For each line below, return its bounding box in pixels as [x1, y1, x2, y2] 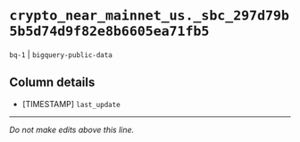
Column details [9, 75, 96, 90]
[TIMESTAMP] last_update [21, 98, 121, 109]
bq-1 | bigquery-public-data [9, 48, 113, 60]
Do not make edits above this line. [9, 124, 135, 135]
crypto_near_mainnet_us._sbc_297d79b [9, 7, 290, 24]
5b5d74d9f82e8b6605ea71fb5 [9, 23, 210, 40]
